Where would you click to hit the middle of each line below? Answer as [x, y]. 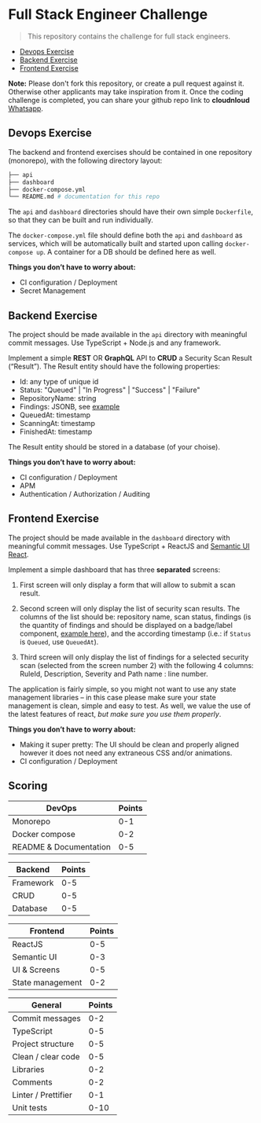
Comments [32, 1082]
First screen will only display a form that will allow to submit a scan [127, 585]
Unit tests [30, 1107]
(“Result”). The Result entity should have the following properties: [114, 366]
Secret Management [53, 291]
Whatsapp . [26, 108]
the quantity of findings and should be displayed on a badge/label [126, 625]
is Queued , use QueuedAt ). [59, 641]
